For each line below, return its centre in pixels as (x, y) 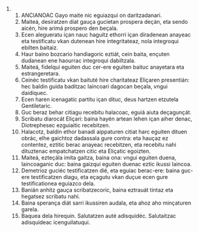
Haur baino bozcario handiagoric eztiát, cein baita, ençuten (96, 54)
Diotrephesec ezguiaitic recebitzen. (66, 125)
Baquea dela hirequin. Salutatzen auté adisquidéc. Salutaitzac (99, 216)
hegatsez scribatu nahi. (51, 196)
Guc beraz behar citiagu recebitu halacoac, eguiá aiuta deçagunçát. (106, 112)
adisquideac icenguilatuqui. (56, 222)
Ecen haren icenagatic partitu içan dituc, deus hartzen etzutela (100, 99)
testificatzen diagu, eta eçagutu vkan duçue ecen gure (100, 177)
